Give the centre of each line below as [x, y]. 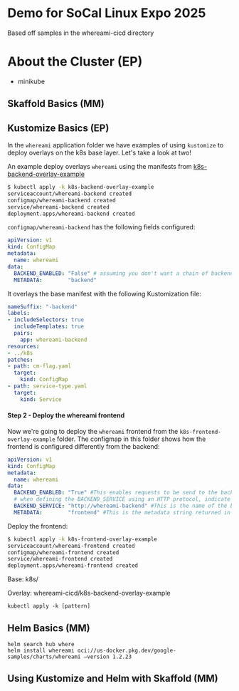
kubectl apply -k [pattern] [49, 606]
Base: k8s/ [23, 579]
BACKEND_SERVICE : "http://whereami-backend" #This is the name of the [121, 506]
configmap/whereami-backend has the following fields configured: [101, 227]
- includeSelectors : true [46, 320]
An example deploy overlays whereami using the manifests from [100, 167]
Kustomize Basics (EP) [58, 128]
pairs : [23, 333]
